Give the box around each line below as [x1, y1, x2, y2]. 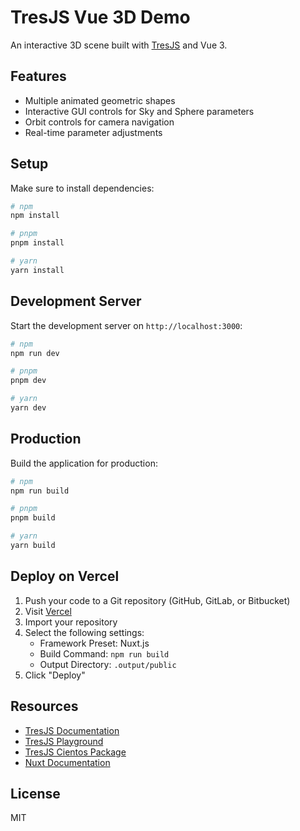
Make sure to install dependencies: [10, 182, 155, 194]
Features [10, 68, 67, 85]
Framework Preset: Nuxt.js [39, 637, 150, 649]
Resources [10, 698, 79, 715]
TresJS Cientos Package [24, 746, 127, 758]
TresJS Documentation [24, 724, 120, 736]
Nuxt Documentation [24, 756, 111, 768]
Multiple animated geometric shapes [24, 94, 176, 106]
